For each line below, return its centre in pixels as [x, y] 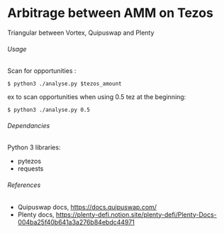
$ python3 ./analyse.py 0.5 [49, 110]
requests [30, 169]
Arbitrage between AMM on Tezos [111, 13]
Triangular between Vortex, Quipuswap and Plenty [81, 33]
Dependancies [29, 125]
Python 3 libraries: [34, 147]
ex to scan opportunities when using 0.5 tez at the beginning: [97, 97]
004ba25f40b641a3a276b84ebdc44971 [76, 222]
